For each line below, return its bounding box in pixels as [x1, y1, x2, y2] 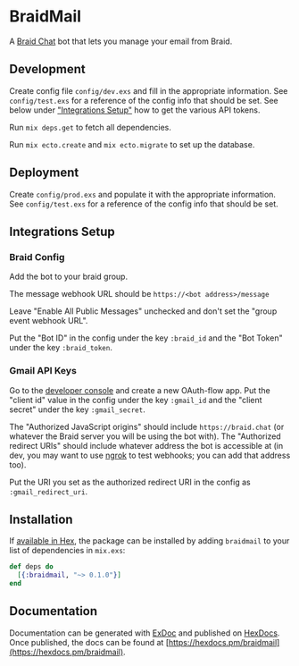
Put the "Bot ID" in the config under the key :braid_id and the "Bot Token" [9, 333, 283, 343]
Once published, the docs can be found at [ [9, 636, 170, 647]
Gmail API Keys [9, 365, 78, 377]
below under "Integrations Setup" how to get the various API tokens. [9, 105, 261, 115]
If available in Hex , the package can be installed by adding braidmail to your [9, 535, 290, 546]
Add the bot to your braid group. [9, 271, 128, 282]
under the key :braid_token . [9, 342, 113, 353]
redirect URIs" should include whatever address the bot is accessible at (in [9, 440, 284, 451]
